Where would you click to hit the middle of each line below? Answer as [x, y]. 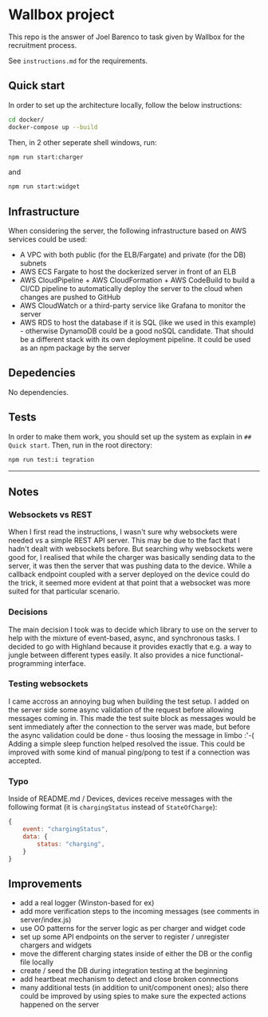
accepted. [25, 760]
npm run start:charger [46, 157]
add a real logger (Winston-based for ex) [87, 903]
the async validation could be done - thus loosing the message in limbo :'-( [131, 735]
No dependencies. [39, 392]
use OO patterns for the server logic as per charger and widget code [132, 928]
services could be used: [48, 239]
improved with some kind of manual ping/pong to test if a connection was [129, 752]
